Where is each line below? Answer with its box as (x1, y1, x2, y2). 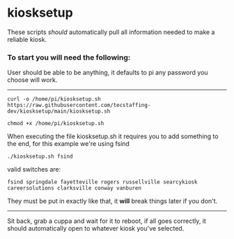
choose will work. (7, 76, 58, 84)
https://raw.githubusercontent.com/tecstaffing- (7, 102, 151, 109)
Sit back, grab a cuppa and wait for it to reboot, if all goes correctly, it (7, 217, 207, 225)
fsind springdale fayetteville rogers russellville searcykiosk (7, 179, 198, 186)
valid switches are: (7, 165, 61, 174)
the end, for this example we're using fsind (7, 140, 130, 148)
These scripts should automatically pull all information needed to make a (7, 28, 215, 36)
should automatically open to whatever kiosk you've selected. (7, 224, 185, 233)
